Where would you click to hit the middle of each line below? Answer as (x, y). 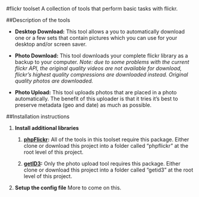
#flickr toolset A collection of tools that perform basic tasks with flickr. (92, 9)
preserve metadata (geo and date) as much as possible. (83, 105)
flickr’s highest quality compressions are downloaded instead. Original (101, 74)
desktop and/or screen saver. (51, 44)
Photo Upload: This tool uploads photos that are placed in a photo (96, 92)
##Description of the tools (38, 20)
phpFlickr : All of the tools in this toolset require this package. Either (106, 139)
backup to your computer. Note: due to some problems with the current (102, 62)
